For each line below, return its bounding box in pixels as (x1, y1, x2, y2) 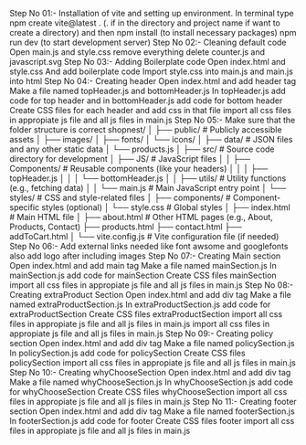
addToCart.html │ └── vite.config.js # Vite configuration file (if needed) (9, 231, 280, 241)
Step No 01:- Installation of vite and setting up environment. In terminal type (9, 8, 294, 18)
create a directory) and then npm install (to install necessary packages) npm (9, 27, 297, 37)
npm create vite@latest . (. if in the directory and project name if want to (9, 17, 281, 28)
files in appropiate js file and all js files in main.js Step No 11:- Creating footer (9, 397, 297, 407)
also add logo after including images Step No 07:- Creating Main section (9, 250, 281, 261)
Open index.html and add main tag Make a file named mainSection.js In (9, 260, 277, 270)
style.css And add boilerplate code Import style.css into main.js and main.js (9, 66, 294, 77)
